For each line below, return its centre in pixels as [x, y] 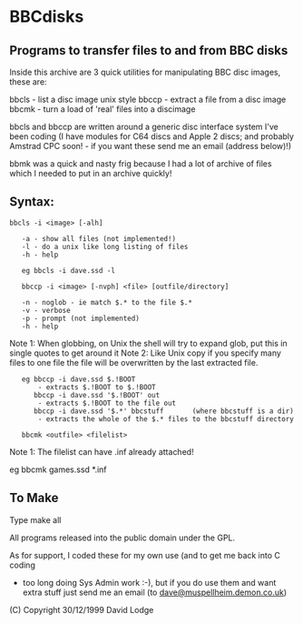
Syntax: [32, 202]
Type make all [35, 519]
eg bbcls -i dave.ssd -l [68, 270]
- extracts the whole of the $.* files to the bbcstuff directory [166, 419]
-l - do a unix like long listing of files [105, 247]
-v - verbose [46, 310]
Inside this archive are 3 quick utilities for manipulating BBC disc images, [145, 72]
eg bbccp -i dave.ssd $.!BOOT [78, 379]
